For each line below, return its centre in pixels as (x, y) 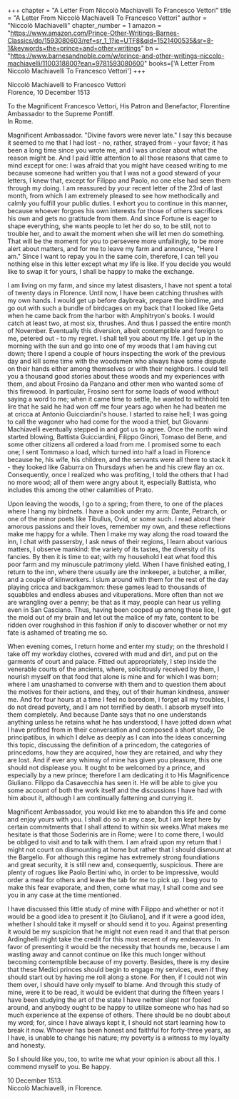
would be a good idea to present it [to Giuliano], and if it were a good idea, (117, 916)
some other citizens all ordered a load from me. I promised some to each (114, 444)
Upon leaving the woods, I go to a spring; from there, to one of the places (115, 504)
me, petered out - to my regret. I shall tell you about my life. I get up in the (116, 338)
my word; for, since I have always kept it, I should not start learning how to (117, 1022)
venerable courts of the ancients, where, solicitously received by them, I (113, 669)
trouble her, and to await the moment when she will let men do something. (116, 234)
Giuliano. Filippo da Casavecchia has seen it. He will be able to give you (112, 783)
